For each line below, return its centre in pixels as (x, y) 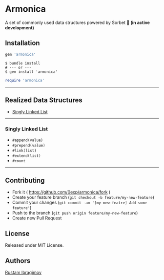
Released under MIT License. (34, 245)
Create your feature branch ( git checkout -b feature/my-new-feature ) (83, 197)
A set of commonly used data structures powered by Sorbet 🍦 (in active (78, 22)
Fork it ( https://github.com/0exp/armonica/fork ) (61, 192)
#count (19, 161)
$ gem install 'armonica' (31, 72)
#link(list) (24, 151)
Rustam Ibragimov (23, 273)
